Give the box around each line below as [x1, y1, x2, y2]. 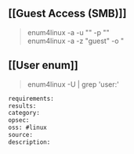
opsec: [8, 116, 30, 124]
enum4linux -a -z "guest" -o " [27, 36, 125, 45]
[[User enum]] [8, 59, 78, 72]
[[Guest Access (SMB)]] [8, 7, 127, 20]
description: [8, 138, 51, 146]
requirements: [8, 95, 55, 102]
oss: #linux [8, 124, 47, 132]
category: [8, 109, 41, 117]
